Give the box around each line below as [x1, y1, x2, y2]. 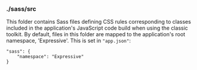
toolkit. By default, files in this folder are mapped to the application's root [6, 31, 186, 38]
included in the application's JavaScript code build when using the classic [6, 24, 188, 31]
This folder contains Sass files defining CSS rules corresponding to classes [6, 18, 191, 26]
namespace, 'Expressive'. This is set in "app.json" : [6, 37, 131, 44]
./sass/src [6, 5, 37, 13]
